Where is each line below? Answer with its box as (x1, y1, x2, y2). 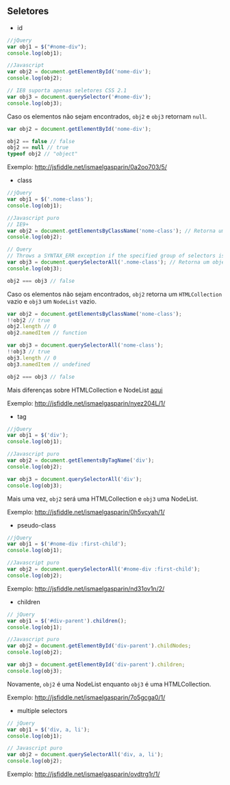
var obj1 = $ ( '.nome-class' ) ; (7, 196, 94, 203)
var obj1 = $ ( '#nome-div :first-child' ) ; (7, 540, 127, 547)
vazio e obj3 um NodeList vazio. (7, 297, 97, 306)
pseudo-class (16, 521, 56, 529)
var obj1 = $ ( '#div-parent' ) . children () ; (7, 617, 127, 624)
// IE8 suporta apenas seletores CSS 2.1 (7, 87, 127, 95)
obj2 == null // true (7, 144, 69, 151)
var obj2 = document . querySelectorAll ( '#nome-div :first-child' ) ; (7, 566, 201, 573)
